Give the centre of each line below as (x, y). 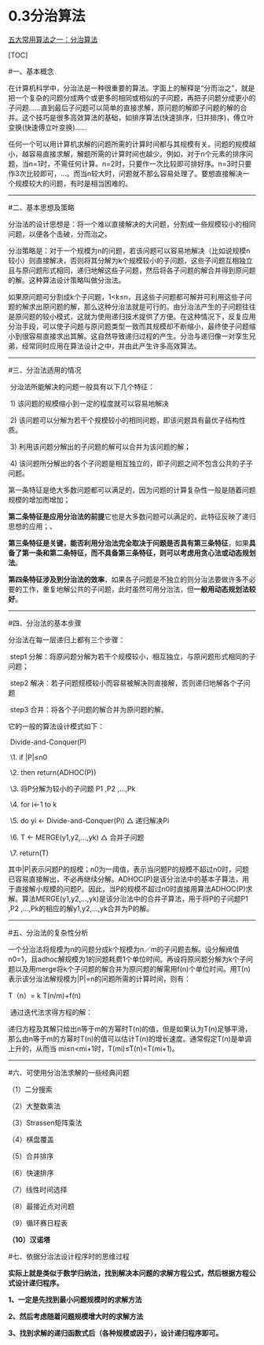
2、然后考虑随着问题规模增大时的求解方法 (76, 1316)
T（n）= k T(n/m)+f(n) (44, 995)
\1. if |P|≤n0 (29, 757)
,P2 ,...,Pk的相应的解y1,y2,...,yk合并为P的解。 (81, 908)
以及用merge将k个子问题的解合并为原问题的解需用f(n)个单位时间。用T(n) (133, 968)
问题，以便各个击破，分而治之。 (60, 233)
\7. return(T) (29, 853)
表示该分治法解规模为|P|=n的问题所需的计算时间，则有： (99, 979)
